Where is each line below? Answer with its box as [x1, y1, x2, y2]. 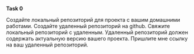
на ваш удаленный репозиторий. [6, 41, 88, 48]
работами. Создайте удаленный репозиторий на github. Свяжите [6, 23, 170, 29]
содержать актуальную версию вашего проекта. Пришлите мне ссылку [6, 35, 188, 42]
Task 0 [6, 5, 24, 12]
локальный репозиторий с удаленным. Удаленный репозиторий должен [6, 29, 189, 36]
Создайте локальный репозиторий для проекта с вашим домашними [6, 16, 180, 23]
